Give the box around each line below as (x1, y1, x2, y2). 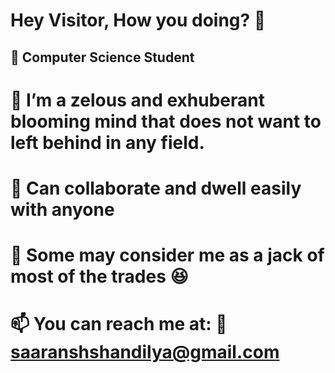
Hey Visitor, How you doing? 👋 (10, 9, 267, 32)
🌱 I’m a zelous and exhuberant (10, 89, 265, 111)
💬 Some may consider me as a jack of (10, 244, 325, 267)
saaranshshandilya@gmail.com (10, 341, 280, 364)
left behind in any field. (10, 131, 205, 154)
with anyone (10, 198, 115, 221)
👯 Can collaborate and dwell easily (10, 177, 302, 199)
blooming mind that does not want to (10, 110, 322, 133)
